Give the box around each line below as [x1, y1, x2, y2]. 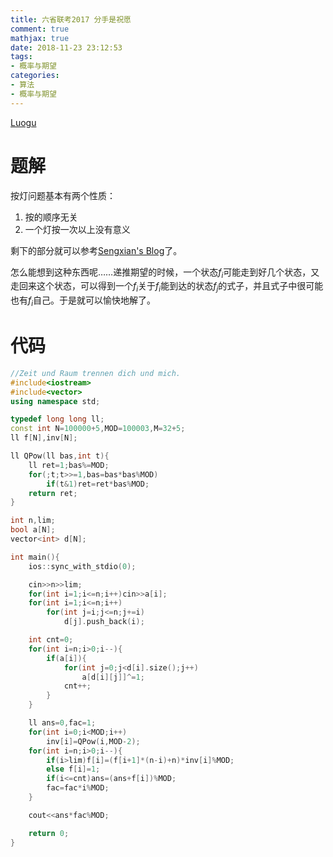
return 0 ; [28, 828, 70, 838]
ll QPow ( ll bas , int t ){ [10, 451, 110, 461]
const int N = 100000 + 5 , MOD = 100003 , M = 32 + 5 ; [10, 424, 186, 434]
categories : [10, 71, 60, 81]
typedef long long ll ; [10, 414, 105, 425]
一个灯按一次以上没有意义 [24, 223, 131, 235]
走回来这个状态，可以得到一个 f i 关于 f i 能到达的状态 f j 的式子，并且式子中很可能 [10, 280, 324, 295]
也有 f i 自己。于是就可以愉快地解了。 [10, 294, 157, 308]
